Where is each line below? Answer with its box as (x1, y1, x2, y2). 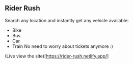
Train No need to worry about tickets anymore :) (12, 43, 113, 49)
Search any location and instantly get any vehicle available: (5, 17, 129, 23)
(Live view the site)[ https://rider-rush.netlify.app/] (5, 53, 109, 59)
